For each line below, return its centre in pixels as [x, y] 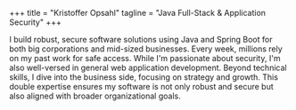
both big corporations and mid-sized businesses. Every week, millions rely [146, 49]
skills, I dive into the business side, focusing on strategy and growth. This [144, 77]
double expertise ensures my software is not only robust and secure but [141, 86]
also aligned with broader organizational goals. [95, 96]
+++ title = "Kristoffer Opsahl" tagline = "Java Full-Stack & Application [137, 13]
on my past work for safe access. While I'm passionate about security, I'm [145, 58]
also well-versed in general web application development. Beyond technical [148, 67]
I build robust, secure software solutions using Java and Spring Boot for [141, 39]
